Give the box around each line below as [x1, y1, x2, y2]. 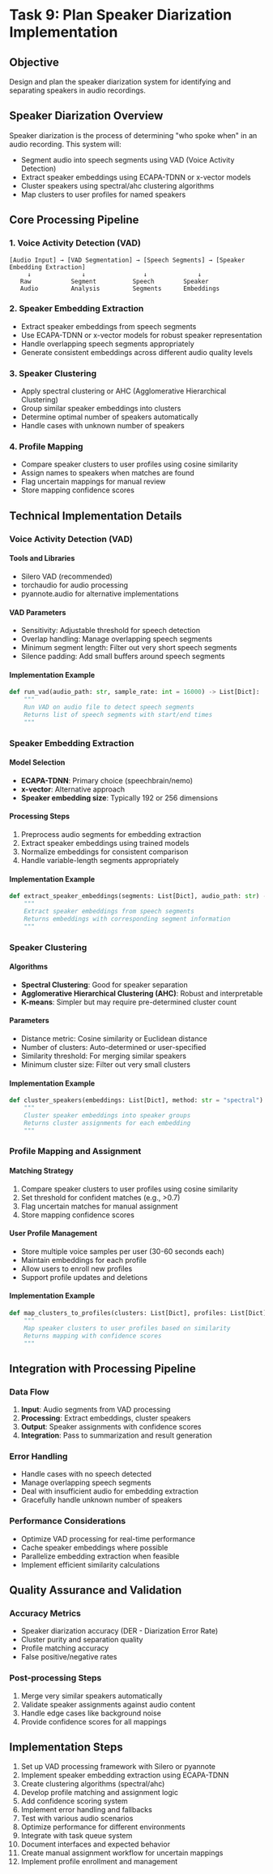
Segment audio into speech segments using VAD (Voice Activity [20, 154, 235, 164]
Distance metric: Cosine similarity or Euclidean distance [20, 1034, 207, 1043]
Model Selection [9, 757, 66, 767]
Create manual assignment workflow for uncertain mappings [20, 1848, 224, 1858]
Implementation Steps [9, 1741, 124, 1755]
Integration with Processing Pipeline [9, 1361, 197, 1375]
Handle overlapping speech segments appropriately [20, 339, 195, 349]
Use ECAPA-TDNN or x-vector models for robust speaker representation [20, 330, 262, 340]
